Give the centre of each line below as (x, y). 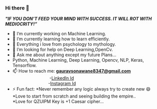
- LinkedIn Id (62, 78)
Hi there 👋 (17, 8)
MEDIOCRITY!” (21, 24)
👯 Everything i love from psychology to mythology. (64, 44)
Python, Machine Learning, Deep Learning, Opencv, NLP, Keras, (78, 60)
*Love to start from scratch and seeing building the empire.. (74, 96)
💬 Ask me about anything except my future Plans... (64, 55)
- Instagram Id (62, 84)
